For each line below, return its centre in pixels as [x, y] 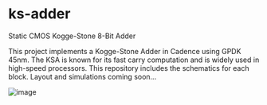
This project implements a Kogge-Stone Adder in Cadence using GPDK [125, 51]
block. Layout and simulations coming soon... [82, 76]
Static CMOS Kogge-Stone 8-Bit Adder [72, 36]
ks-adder [39, 14]
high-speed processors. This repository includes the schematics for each [129, 68]
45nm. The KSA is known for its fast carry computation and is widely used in [134, 60]
